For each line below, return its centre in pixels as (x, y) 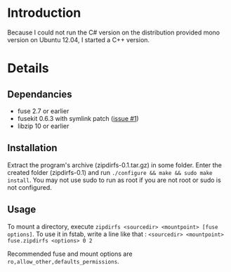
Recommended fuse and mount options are (70, 254)
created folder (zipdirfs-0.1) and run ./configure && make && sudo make (110, 172)
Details (28, 69)
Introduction (44, 13)
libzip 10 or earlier (43, 126)
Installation (32, 148)
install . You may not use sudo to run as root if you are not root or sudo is (114, 180)
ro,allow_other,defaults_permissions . (63, 261)
